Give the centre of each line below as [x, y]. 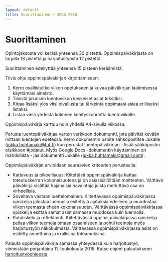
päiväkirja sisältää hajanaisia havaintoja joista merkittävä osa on [78, 186]
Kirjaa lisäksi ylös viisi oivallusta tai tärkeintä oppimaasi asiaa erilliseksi [86, 104]
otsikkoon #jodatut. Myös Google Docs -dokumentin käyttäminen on [76, 150]
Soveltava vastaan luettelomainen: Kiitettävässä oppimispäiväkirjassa [84, 196]
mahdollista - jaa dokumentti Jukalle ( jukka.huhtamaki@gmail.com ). [75, 155]
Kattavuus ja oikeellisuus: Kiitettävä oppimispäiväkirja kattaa [74, 175]
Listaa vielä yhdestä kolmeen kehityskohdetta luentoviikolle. [74, 115]
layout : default [22, 10]
